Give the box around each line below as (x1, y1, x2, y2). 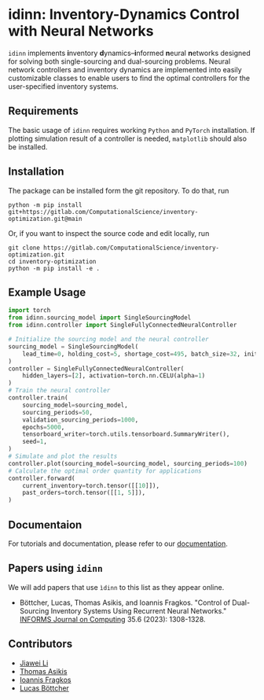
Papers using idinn (8, 562, 104, 575)
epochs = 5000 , (22, 423, 65, 431)
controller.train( (8, 394, 68, 402)
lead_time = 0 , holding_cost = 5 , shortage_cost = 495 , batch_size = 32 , (22, 350, 241, 358)
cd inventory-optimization (8, 257, 97, 265)
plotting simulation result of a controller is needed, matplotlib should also (8, 134, 247, 143)
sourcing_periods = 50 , (22, 408, 93, 416)
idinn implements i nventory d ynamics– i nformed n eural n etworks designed (8, 48, 251, 57)
